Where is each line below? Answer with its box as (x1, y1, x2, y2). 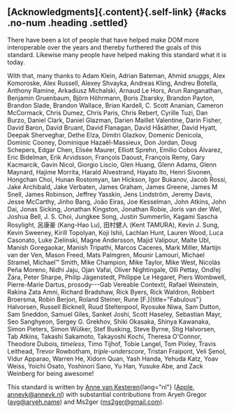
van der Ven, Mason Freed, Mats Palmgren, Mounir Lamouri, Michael (7, 250, 205, 259)
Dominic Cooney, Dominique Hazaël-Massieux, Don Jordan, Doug (7, 138, 197, 147)
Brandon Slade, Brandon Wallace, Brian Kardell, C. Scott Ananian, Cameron (7, 101, 224, 110)
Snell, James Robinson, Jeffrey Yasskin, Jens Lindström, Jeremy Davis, (7, 190, 213, 198)
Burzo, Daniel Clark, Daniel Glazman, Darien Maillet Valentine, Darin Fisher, (7, 116, 222, 124)
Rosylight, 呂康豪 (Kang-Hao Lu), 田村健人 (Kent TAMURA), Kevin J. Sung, (7, 220, 220, 229)
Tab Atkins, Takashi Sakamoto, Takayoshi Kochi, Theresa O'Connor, (7, 332, 203, 340)
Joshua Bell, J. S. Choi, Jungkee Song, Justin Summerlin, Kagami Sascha (7, 212, 218, 220)
